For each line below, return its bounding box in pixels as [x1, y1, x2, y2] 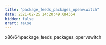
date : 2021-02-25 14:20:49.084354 [5, 12, 76, 17]
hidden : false [5, 16, 34, 21]
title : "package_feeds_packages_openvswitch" [5, 7, 99, 12]
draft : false [5, 21, 32, 26]
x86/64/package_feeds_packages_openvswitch [5, 34, 102, 40]
